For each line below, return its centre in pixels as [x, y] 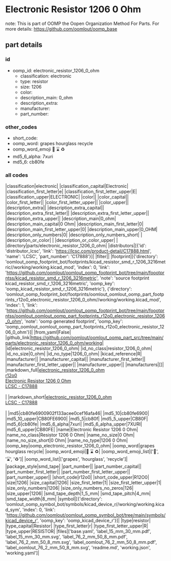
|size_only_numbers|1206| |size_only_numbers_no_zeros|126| [69, 488]
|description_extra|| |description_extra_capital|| [55, 208]
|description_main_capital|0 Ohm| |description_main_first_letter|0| [74, 224]
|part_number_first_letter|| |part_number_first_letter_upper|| [68, 472]
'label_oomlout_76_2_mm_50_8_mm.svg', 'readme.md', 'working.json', [78, 548]
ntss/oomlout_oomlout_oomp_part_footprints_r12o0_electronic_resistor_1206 [85, 316]
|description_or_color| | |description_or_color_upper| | [62, 240]
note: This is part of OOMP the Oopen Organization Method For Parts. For [82, 23]
